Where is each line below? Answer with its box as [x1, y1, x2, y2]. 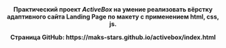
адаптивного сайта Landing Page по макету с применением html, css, [6, 12, 220, 21]
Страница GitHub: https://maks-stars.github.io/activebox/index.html [10, 33, 216, 41]
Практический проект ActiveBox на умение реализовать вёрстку [13, 5, 213, 13]
